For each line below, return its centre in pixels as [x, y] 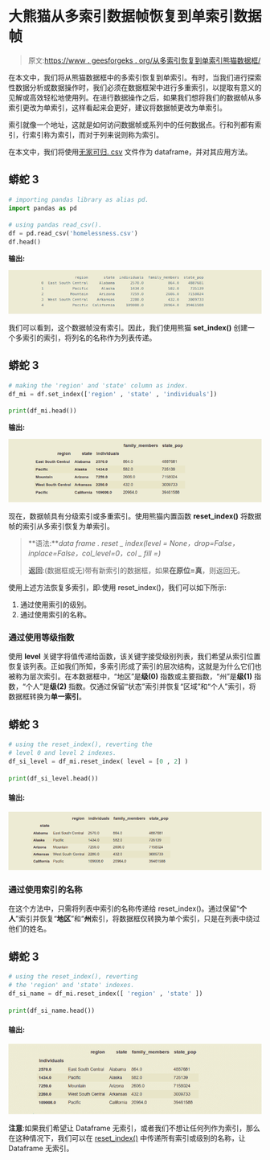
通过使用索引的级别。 [55, 605]
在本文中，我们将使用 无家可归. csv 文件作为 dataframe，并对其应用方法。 [130, 152]
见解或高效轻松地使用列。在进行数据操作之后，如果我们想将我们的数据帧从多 [135, 97]
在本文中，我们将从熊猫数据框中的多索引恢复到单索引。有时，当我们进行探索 [135, 77]
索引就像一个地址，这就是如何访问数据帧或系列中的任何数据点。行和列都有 [131, 125]
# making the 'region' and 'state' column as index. [98, 385]
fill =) [152, 553]
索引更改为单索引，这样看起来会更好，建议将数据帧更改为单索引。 [117, 107]
